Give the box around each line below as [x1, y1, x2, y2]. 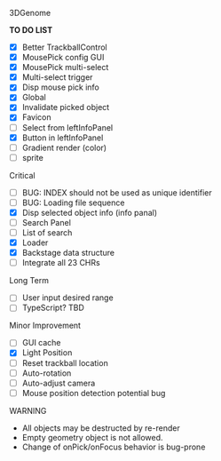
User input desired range [21, 292, 114, 303]
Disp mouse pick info [21, 82, 100, 92]
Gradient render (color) [21, 142, 107, 153]
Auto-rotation [21, 368, 72, 378]
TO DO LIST [9, 25, 53, 35]
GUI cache [21, 338, 61, 348]
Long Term [9, 275, 49, 286]
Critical [9, 170, 36, 180]
